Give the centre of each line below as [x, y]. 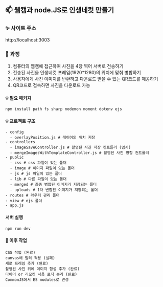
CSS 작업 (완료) [20, 252]
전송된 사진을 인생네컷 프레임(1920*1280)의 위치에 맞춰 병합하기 [77, 72]
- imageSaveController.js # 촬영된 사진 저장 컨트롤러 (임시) [71, 148]
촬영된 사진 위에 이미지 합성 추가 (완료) [43, 269]
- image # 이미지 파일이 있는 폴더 [42, 168]
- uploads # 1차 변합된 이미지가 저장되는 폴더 [54, 190]
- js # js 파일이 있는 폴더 [36, 174]
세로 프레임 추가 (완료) [27, 263]
